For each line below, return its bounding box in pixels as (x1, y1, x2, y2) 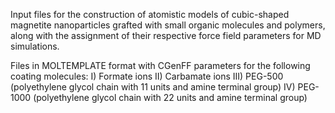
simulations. (10, 40, 60, 52)
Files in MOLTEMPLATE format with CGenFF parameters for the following (10, 60, 311, 71)
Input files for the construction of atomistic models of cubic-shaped (10, 9, 290, 20)
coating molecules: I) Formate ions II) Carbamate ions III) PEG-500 (10, 70, 284, 82)
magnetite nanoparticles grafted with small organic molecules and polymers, (10, 19, 326, 31)
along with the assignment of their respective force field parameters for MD (10, 30, 322, 41)
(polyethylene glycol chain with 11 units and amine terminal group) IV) (10, 81, 296, 93)
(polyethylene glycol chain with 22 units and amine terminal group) (33, 92, 308, 103)
